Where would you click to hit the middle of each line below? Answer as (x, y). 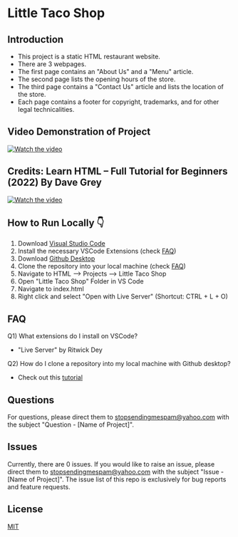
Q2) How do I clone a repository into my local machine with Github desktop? (119, 364)
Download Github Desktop (56, 259)
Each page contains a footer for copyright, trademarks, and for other (118, 102)
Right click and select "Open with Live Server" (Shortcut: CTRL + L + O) (123, 296)
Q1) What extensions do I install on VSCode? (72, 336)
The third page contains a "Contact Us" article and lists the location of (121, 87)
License (25, 510)
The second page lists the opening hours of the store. (97, 79)
